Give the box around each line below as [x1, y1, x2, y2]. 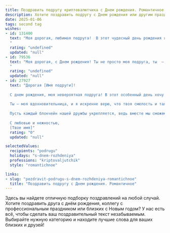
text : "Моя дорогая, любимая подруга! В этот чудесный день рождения [10, 36, 162, 41]
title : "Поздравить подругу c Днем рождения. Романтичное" [10, 181, 137, 186]
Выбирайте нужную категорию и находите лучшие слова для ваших [5, 216, 153, 223]
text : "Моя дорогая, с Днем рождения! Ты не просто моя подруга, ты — [10, 59, 164, 64]
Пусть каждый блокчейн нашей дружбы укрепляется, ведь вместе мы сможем [10, 111, 166, 116]
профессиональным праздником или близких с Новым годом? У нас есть [5, 206, 165, 212]
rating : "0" [10, 130, 35, 135]
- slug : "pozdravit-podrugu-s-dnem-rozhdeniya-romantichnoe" [5, 176, 137, 181]
